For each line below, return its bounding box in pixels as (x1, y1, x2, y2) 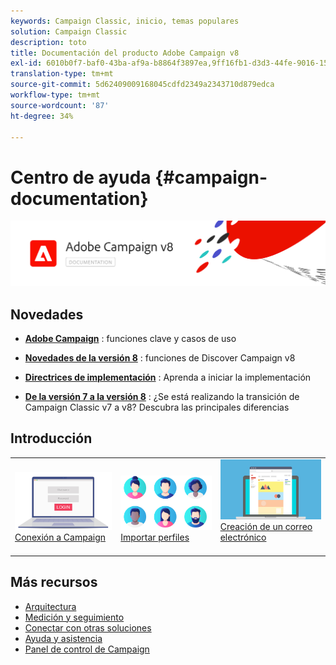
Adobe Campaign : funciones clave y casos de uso (24, 332, 237, 344)
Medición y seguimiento (24, 611, 125, 623)
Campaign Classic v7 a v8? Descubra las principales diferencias (24, 401, 290, 413)
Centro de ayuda (10, 166, 152, 189)
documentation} (10, 187, 149, 210)
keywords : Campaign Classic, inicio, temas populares (10, 16, 240, 26)
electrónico (219, 531, 267, 544)
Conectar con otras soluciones (24, 621, 152, 634)
